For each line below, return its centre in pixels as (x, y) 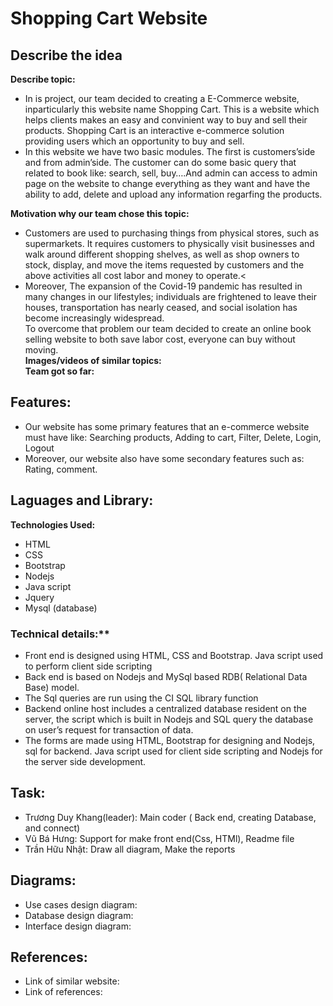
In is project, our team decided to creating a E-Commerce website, (162, 98)
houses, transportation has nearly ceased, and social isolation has (161, 307)
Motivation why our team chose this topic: (100, 213)
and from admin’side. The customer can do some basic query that (160, 162)
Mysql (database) (61, 608)
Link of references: (63, 992)
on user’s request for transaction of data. (109, 729)
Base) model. (52, 687)
